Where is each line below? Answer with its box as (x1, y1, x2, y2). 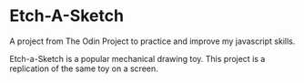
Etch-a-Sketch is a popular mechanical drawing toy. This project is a (9, 53, 266, 64)
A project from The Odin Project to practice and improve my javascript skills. (9, 36, 296, 47)
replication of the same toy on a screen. (9, 63, 159, 74)
